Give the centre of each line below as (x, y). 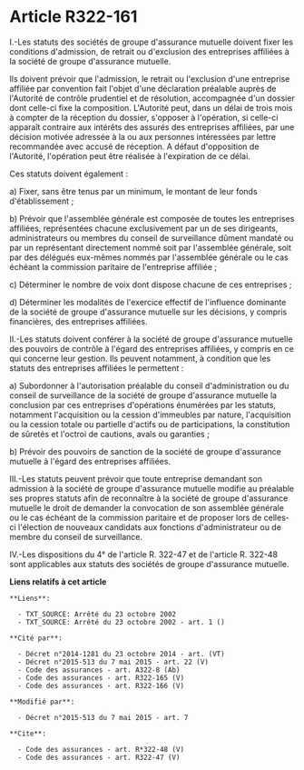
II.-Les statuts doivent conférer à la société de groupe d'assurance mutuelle (151, 339)
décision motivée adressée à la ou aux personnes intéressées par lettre (143, 136)
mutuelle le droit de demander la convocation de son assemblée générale (147, 507)
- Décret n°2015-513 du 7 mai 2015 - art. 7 (103, 717)
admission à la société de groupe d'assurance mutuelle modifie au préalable (152, 488)
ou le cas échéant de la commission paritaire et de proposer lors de (136, 517)
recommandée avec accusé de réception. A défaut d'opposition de (134, 146)
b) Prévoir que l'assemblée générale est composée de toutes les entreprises (152, 218)
